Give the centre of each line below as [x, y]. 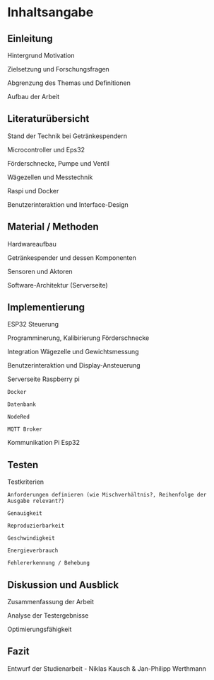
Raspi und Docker [33, 191]
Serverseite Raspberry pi [43, 379]
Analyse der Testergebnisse [48, 616]
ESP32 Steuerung [33, 324]
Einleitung [30, 39]
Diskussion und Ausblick [63, 585]
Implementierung [46, 308]
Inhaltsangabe [50, 12]
